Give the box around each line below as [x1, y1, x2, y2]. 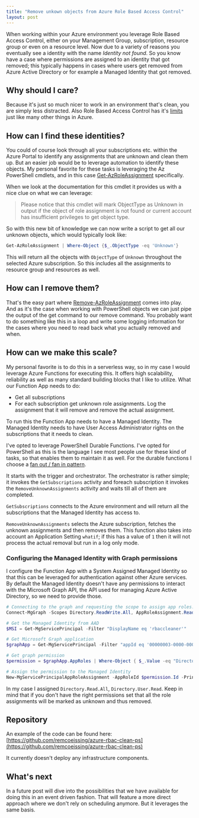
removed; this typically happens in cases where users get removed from [6, 62, 182, 69]
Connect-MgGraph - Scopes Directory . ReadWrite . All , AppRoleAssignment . [6, 610, 184, 615]
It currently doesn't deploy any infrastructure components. [6, 755, 149, 762]
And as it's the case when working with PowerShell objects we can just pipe [6, 305, 192, 312]
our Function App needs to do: [6, 382, 81, 389]
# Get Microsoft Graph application [6, 636, 94, 643]
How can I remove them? [6, 283, 99, 293]
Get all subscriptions [14, 393, 65, 400]
